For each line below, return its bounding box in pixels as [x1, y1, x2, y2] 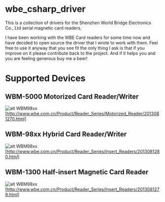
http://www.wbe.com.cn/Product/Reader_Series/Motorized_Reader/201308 [6, 110, 160, 116]
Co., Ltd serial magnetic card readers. [5, 25, 82, 31]
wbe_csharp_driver [5, 3, 86, 15]
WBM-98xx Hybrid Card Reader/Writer [5, 130, 127, 138]
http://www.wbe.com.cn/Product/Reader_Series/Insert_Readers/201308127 [6, 186, 160, 192]
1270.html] [5, 116, 27, 122]
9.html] [5, 191, 20, 198]
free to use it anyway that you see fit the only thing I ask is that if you [5, 45, 145, 51]
